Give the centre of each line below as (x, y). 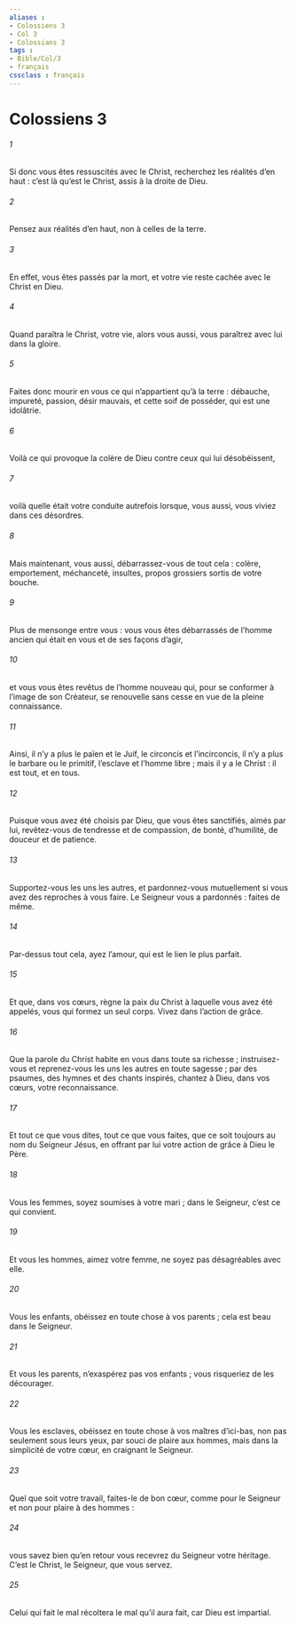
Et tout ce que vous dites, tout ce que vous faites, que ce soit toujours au (143, 1135)
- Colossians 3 (37, 42)
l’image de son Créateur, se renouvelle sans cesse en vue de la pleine (137, 696)
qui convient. (33, 1211)
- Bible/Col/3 (35, 59)
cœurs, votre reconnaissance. (64, 1088)
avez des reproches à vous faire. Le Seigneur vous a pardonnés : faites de (145, 897)
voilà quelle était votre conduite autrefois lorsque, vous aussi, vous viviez (143, 506)
